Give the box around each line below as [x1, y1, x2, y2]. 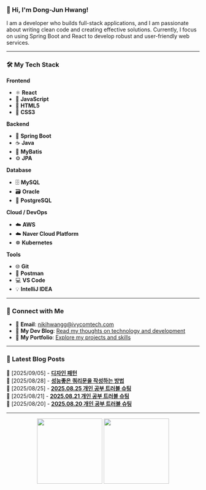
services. [6, 39, 29, 47]
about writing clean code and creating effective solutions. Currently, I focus [6, 26, 197, 33]
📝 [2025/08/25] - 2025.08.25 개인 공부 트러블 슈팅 [6, 385, 132, 392]
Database [6, 166, 32, 174]
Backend [6, 120, 29, 128]
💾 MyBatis [15, 147, 42, 155]
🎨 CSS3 [15, 108, 36, 115]
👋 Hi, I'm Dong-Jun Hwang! [6, 6, 89, 14]
